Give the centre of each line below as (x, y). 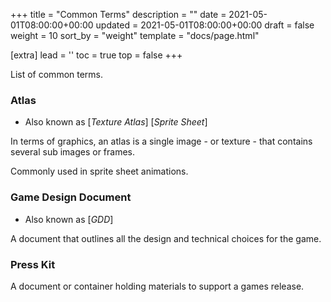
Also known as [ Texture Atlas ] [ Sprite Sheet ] (116, 122)
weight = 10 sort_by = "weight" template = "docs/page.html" (135, 35)
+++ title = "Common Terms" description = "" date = (118, 14)
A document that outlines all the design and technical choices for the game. (166, 238)
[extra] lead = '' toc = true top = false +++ (96, 55)
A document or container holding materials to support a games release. (157, 286)
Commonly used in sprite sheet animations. (99, 171)
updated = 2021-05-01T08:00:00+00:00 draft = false (205, 25)
